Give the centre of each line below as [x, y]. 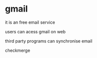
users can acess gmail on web [35, 31]
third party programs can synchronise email [49, 41]
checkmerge [18, 50]
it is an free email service [30, 22]
